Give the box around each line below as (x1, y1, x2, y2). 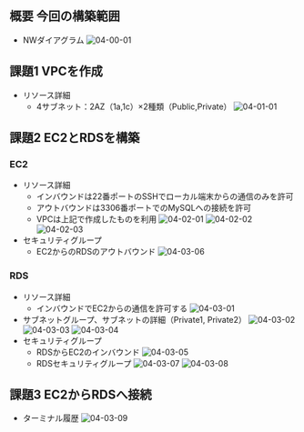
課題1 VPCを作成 (9, 64, 103, 79)
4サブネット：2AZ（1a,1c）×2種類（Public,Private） (35, 101, 232, 112)
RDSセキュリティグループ (35, 357, 132, 368)
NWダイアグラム (22, 35, 85, 45)
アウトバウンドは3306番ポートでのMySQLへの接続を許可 (35, 203, 252, 214)
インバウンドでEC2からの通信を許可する (35, 303, 188, 314)
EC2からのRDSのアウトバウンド (35, 246, 157, 257)
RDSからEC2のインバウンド (35, 347, 140, 357)
